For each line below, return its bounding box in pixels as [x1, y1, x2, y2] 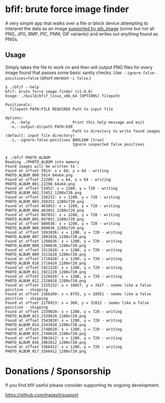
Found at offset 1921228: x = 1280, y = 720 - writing [5, 265, 122, 270]
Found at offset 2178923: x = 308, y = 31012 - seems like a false [5, 300, 149, 305]
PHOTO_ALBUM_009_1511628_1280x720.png [5, 252, 86, 257]
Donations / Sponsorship [5, 365, 111, 377]
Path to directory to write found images [72, 128, 160, 134]
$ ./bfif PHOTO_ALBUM [5, 155, 51, 160]
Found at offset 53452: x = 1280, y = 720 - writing [5, 186, 118, 191]
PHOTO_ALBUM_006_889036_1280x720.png [5, 225, 84, 230]
